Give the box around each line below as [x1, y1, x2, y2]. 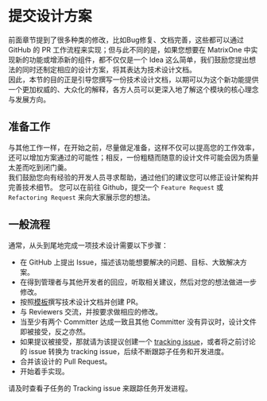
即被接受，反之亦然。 [19, 326, 90, 336]
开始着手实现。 [19, 366, 69, 376]
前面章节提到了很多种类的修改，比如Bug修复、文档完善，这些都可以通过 [8, 35, 245, 44]
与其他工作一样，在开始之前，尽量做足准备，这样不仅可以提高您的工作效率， [8, 142, 259, 152]
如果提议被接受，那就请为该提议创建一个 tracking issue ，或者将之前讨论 [19, 337, 256, 346]
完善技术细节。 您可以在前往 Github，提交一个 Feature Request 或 [8, 182, 224, 191]
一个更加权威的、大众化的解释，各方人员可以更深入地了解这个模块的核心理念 [8, 84, 259, 94]
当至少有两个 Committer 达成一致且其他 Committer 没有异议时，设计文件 [19, 317, 257, 326]
